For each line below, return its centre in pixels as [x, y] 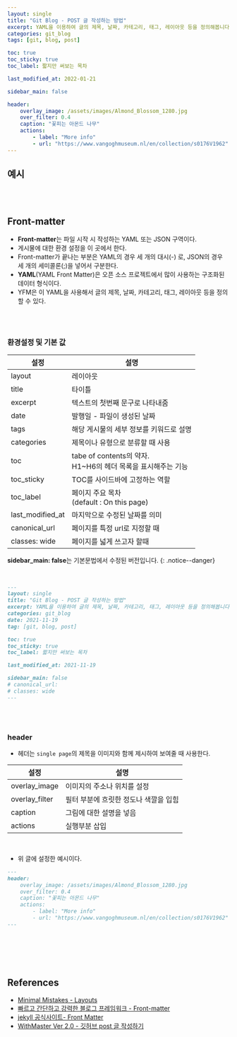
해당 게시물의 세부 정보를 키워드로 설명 [132, 429]
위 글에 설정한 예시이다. [50, 858]
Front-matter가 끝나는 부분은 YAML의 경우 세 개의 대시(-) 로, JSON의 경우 [120, 257]
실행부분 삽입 [86, 826]
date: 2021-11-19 [33, 620]
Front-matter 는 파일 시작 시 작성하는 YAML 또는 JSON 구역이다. [107, 239]
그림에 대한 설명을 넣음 [101, 812]
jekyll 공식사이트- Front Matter [60, 1017]
